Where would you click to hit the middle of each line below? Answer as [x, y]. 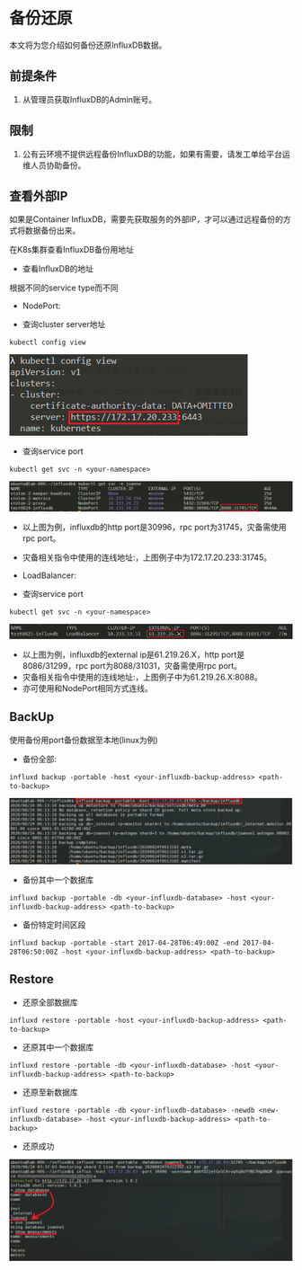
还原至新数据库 [50, 1092]
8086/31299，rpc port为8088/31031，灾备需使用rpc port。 [132, 665]
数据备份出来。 [53, 231]
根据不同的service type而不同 [64, 288]
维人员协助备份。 [54, 165]
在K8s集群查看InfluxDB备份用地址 [72, 250]
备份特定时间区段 [54, 924]
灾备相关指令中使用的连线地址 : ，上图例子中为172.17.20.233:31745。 [147, 557]
